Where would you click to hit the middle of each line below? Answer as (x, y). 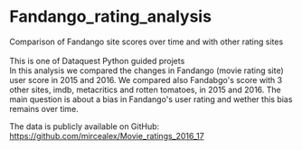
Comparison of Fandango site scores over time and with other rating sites (146, 42)
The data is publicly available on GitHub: (85, 126)
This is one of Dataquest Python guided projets (97, 61)
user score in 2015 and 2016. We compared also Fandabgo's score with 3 (146, 80)
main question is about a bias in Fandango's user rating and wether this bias (151, 99)
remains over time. (44, 108)
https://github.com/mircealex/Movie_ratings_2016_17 (107, 136)
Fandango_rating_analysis (111, 17)
